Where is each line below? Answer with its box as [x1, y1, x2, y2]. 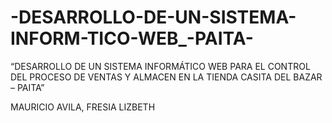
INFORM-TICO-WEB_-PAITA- [10, 27, 254, 50]
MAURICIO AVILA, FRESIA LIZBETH [10, 101, 156, 113]
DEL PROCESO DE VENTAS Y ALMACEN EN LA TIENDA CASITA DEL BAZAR [10, 71, 323, 83]
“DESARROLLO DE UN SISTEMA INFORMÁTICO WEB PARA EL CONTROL [10, 60, 311, 72]
